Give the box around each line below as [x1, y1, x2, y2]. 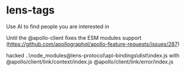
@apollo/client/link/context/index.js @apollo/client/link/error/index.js [6, 58, 174, 65]
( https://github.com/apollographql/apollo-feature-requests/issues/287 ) [6, 40, 180, 48]
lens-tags [6, 4, 55, 17]
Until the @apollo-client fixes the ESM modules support [6, 34, 142, 41]
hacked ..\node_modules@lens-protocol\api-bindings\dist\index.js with [6, 52, 180, 59]
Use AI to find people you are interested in [6, 23, 110, 30]
